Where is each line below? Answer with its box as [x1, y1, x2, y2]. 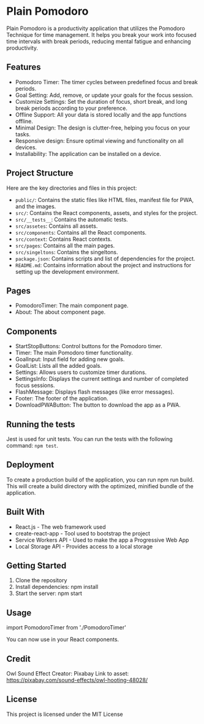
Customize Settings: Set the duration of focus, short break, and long [15, 98, 187, 105]
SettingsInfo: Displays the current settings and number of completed [15, 375, 189, 383]
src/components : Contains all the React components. [15, 228, 147, 236]
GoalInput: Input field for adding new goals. [15, 356, 125, 363]
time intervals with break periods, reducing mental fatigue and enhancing [6, 37, 191, 45]
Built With [6, 507, 45, 517]
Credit [6, 653, 31, 664]
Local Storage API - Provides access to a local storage [15, 542, 153, 550]
